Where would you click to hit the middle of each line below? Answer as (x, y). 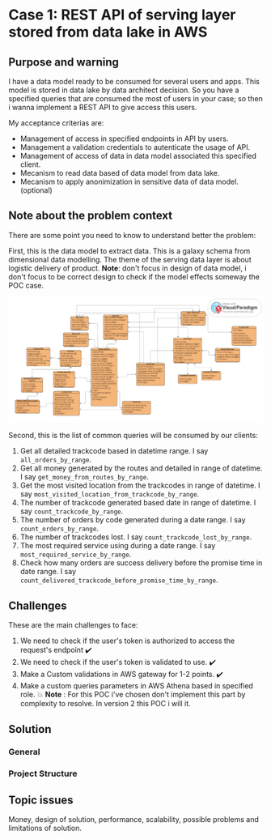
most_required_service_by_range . (76, 554)
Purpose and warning (64, 62)
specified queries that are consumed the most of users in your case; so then (135, 98)
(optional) (36, 190)
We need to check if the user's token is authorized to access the (127, 641)
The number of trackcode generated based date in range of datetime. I (138, 503)
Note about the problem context (90, 216)
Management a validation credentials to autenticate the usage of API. (135, 147)
